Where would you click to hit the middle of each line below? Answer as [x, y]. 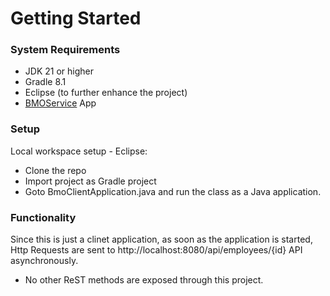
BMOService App [60, 103]
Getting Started [76, 18]
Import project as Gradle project [90, 181]
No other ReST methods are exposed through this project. [144, 280]
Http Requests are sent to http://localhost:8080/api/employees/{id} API [156, 250]
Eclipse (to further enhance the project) [106, 93]
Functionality [43, 217]
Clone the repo [55, 170]
